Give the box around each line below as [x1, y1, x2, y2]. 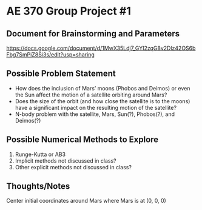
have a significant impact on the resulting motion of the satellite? [15, 104, 177, 111]
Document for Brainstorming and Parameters [6, 29, 180, 39]
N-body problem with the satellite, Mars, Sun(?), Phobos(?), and [15, 110, 175, 118]
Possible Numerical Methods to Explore [6, 135, 159, 145]
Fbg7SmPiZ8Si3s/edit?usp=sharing [6, 51, 95, 58]
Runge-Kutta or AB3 [15, 151, 66, 158]
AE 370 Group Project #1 [6, 4, 132, 18]
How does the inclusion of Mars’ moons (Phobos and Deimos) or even [15, 84, 190, 92]
